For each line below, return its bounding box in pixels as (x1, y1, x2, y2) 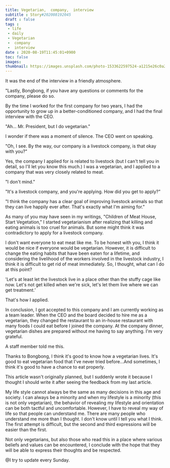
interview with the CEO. (5, 113, 54, 120)
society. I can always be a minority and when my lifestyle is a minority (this (5, 395, 161, 401)
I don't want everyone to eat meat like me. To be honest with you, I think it (5, 240, 159, 246)
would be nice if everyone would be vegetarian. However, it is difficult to (5, 245, 156, 251)
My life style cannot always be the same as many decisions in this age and (5, 389, 161, 395)
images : (5, 59, 22, 64)
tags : (5, 21, 19, 27)
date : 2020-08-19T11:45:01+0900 (5, 50, 76, 55)
